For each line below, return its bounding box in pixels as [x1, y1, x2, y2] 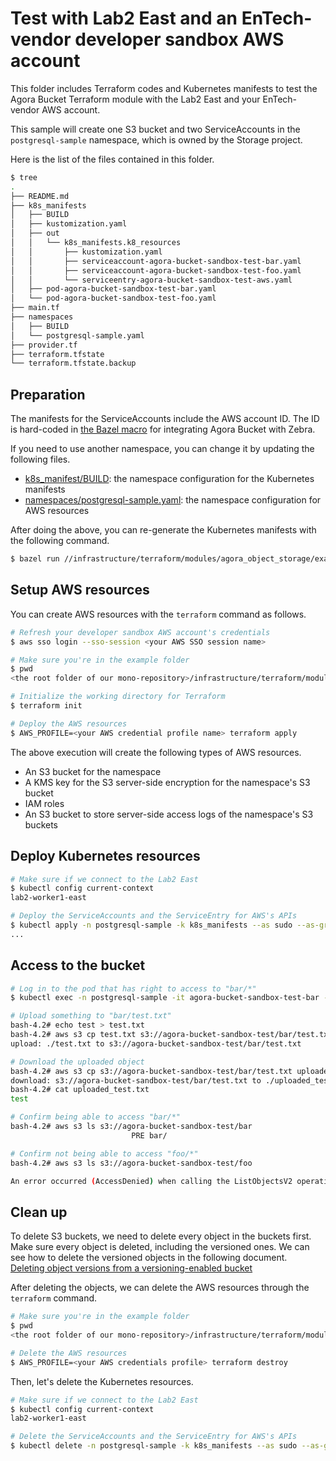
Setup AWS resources [10, 582, 150, 599]
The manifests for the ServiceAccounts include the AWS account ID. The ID [10, 413, 320, 425]
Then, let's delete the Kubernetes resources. [10, 1375, 194, 1387]
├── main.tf [10, 303, 60, 313]
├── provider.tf [10, 340, 78, 350]
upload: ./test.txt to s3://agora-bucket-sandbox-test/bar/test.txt [10, 1038, 302, 1049]
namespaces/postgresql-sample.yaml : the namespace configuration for [24, 494, 322, 506]
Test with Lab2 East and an [10, 7, 238, 30]
